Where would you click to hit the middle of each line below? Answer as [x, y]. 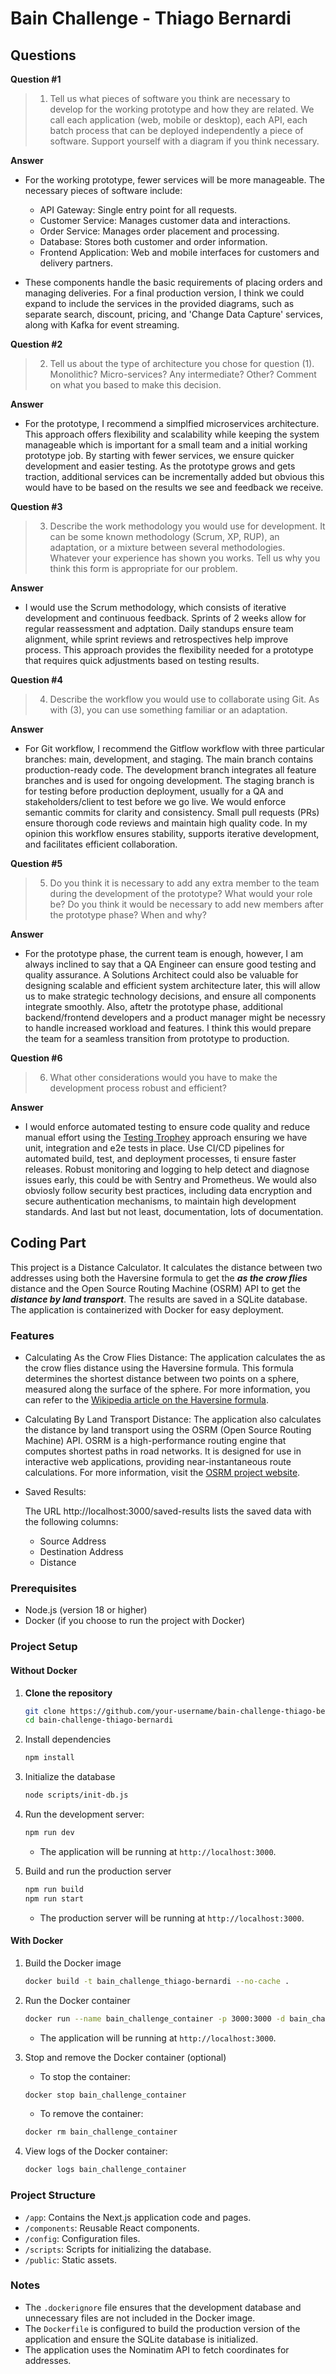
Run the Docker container [77, 2000]
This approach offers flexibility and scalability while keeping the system [172, 434]
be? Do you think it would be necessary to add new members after [186, 904]
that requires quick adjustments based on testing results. [142, 660]
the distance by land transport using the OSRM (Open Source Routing [168, 1430]
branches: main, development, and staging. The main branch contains [169, 759]
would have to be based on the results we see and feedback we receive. [174, 487]
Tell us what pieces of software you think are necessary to [170, 98]
